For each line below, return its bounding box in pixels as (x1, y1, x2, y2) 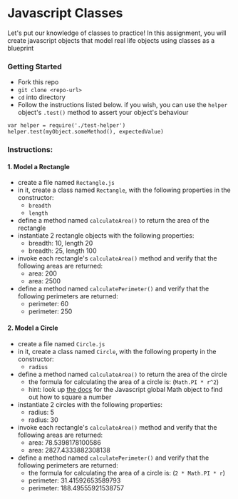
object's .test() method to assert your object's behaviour (17, 109, 189, 117)
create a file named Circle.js (17, 339, 105, 348)
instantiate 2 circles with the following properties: (17, 400, 162, 408)
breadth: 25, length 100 (28, 246, 97, 255)
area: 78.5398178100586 (28, 438, 101, 447)
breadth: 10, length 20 (28, 239, 93, 248)
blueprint (7, 44, 34, 52)
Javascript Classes (7, 5, 123, 21)
